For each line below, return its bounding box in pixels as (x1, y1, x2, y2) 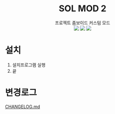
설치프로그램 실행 (12, 62, 46, 68)
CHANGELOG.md (5, 104, 40, 110)
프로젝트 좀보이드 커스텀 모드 (55, 20, 111, 26)
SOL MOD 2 (58, 3, 107, 14)
